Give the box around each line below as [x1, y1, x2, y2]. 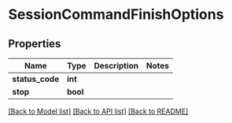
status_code [12, 73, 60, 84]
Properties [8, 37, 61, 50]
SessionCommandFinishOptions [8, 6, 224, 24]
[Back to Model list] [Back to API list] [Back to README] [8, 106, 189, 116]
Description [94, 61, 139, 71]
